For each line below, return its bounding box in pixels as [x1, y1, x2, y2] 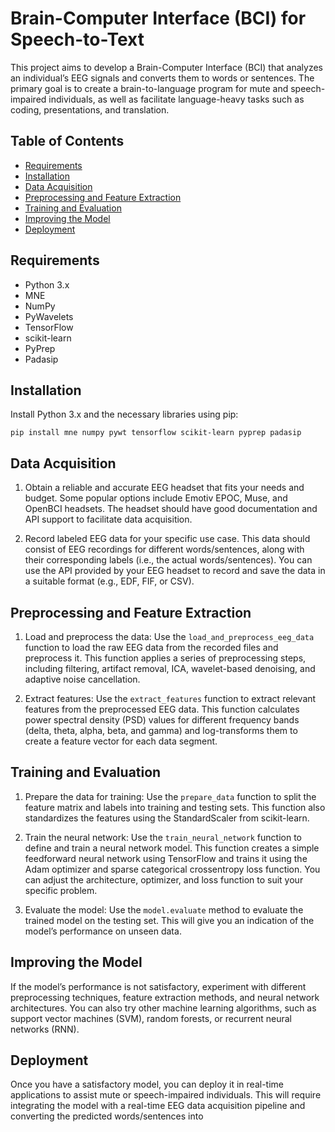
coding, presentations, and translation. [10, 103, 170, 116]
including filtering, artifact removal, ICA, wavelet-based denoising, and [24, 663, 316, 674]
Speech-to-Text [10, 28, 145, 51]
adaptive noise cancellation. [24, 673, 141, 685]
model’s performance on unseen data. [24, 925, 182, 937]
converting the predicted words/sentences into [10, 1110, 204, 1122]
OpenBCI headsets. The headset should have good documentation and [24, 503, 318, 515]
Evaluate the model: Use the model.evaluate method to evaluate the [24, 903, 304, 916]
